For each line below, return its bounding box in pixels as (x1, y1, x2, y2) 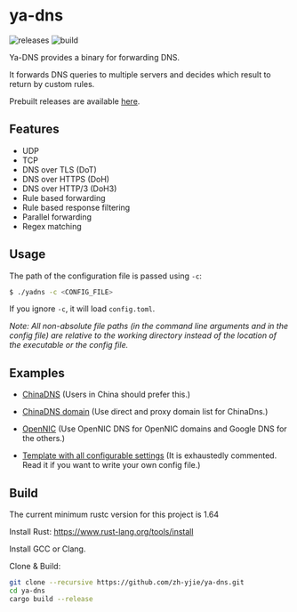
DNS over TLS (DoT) (21, 164, 97, 174)
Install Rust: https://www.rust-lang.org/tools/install (9, 527, 194, 537)
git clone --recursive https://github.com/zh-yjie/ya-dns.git (9, 578, 245, 587)
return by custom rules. (9, 78, 95, 89)
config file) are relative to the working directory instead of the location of (9, 330, 277, 341)
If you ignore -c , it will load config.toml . (9, 303, 156, 314)
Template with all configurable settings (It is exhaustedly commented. (21, 450, 277, 461)
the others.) (21, 433, 65, 444)
